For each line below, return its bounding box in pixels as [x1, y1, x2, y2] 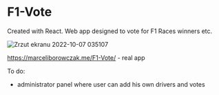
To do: [7, 67, 25, 75]
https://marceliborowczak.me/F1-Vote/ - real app [7, 53, 146, 62]
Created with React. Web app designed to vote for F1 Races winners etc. [7, 27, 213, 35]
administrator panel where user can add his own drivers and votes [17, 80, 205, 88]
